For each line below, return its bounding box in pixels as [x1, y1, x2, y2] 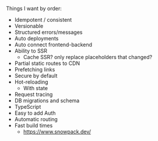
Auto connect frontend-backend [14, 41, 92, 48]
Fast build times [14, 122, 53, 129]
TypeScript [14, 104, 41, 110]
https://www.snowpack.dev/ [23, 128, 92, 135]
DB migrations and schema [14, 97, 80, 104]
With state [23, 85, 48, 91]
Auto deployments [14, 35, 59, 42]
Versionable [14, 23, 44, 29]
